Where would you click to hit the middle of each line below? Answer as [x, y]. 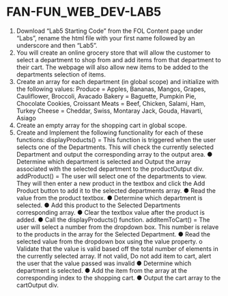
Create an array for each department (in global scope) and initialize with [117, 81]
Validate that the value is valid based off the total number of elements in [117, 248]
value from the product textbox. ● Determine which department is [109, 198]
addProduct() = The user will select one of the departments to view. [112, 176]
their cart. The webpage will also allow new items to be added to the [112, 67]
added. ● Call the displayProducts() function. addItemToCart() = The [113, 219]
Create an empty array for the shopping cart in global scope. [101, 125]
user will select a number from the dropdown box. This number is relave [117, 227]
